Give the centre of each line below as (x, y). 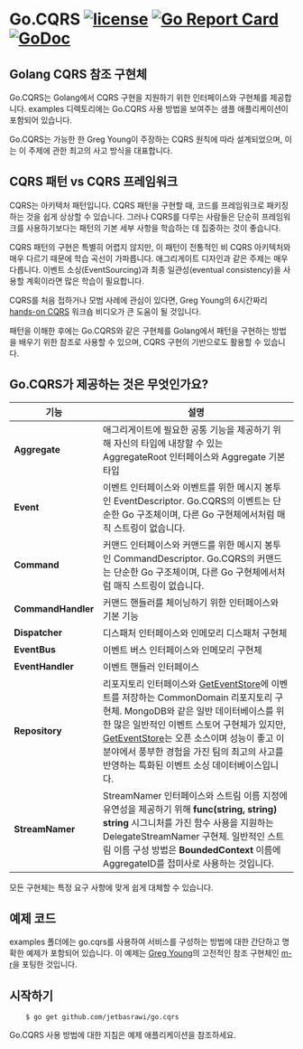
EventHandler (44, 666)
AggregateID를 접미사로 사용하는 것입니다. (188, 863)
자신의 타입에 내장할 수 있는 (168, 443)
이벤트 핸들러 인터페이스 (151, 667)
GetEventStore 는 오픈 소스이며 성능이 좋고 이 (193, 738)
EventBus (35, 649)
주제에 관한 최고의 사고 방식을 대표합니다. (101, 150)
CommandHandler (54, 608)
